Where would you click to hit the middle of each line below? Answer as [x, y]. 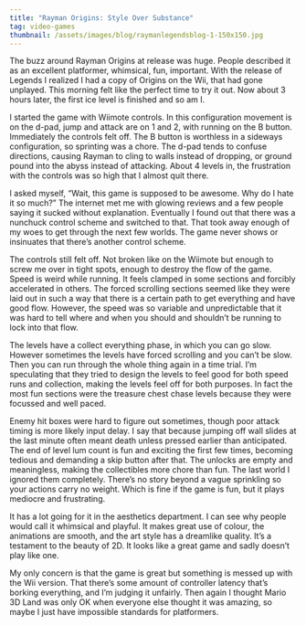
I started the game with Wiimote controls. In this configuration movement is [151, 117]
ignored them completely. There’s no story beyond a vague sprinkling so [145, 480]
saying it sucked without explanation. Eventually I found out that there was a [153, 213]
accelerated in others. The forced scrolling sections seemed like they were [150, 289]
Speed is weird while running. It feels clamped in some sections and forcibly [153, 279]
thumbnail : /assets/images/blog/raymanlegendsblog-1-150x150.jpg [136, 35]
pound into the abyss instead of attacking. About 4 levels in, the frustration [150, 166]
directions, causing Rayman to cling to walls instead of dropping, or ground [151, 156]
